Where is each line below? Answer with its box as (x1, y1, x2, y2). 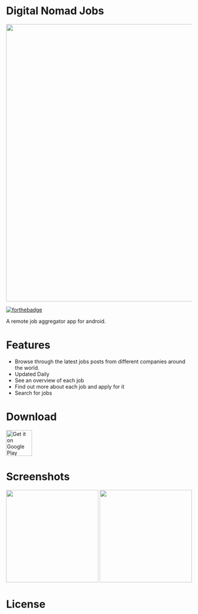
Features (6, 338, 51, 352)
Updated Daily (14, 370, 50, 377)
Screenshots (6, 470, 70, 483)
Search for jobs (14, 389, 52, 396)
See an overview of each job (14, 377, 84, 384)
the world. (14, 364, 39, 371)
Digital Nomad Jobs (6, 4, 104, 18)
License (6, 597, 46, 610)
